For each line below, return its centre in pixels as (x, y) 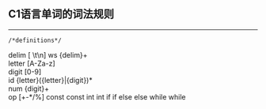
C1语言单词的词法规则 (61, 14)
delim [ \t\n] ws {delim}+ (48, 54)
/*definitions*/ (35, 40)
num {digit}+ (29, 88)
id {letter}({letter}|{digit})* (50, 80)
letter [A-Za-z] (32, 63)
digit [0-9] (25, 71)
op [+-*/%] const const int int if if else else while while (97, 96)
